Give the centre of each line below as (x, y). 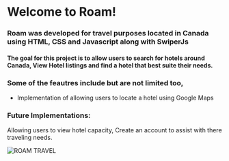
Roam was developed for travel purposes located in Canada (108, 33)
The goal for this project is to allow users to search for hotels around (106, 58)
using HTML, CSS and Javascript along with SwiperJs (98, 42)
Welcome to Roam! (62, 12)
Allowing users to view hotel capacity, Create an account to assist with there (114, 130)
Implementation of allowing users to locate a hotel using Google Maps (115, 98)
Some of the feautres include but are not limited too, (95, 83)
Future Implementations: (49, 115)
